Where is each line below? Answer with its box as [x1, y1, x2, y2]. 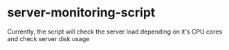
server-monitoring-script [7, 5, 156, 21]
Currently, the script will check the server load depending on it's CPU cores [7, 27, 223, 36]
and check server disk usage [7, 34, 90, 42]
